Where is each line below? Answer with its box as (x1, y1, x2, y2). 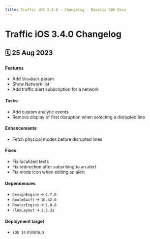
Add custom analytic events (12, 109, 69, 115)
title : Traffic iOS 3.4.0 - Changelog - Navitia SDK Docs (5, 7, 126, 12)
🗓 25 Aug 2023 (5, 49, 53, 57)
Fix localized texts (12, 159, 49, 164)
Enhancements (5, 125, 37, 131)
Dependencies (5, 180, 36, 186)
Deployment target (5, 218, 45, 224)
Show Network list (12, 81, 50, 87)
